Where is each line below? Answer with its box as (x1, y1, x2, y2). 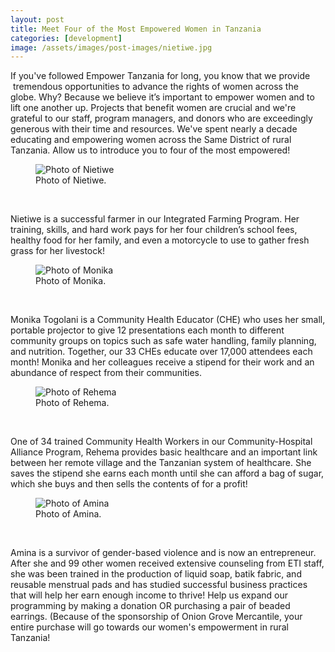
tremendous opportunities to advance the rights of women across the (12, 81, 299, 93)
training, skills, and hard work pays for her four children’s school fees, (10, 224, 298, 236)
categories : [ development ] (10, 33, 123, 43)
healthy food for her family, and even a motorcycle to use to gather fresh (10, 234, 310, 246)
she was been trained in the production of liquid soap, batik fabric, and (10, 568, 302, 580)
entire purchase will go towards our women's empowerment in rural (10, 621, 289, 633)
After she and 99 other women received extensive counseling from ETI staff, (10, 557, 325, 570)
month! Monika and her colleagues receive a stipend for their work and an (10, 356, 315, 368)
